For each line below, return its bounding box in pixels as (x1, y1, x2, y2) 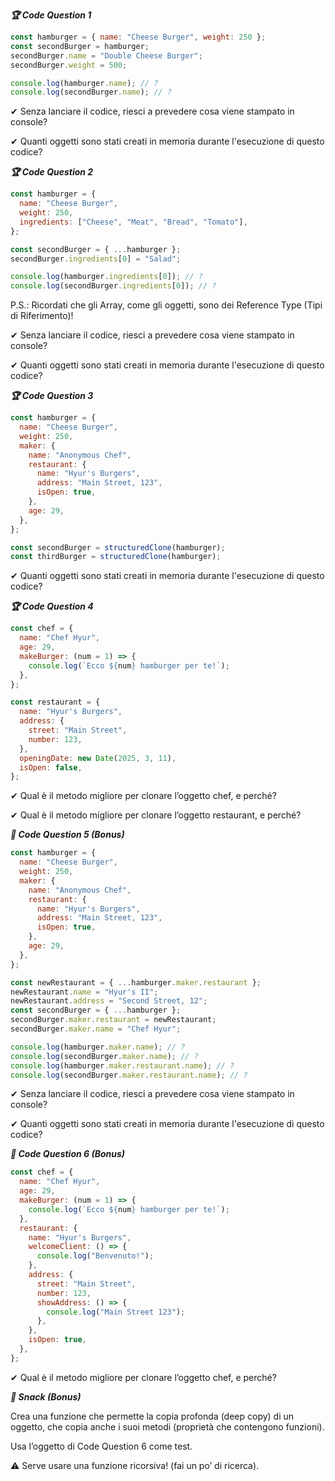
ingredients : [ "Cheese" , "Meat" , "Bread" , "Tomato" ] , (19, 217, 248, 227)
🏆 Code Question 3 (10, 390, 94, 402)
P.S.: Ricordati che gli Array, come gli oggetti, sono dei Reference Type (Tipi (10, 299, 323, 311)
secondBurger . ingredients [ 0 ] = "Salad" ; (10, 254, 182, 264)
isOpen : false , (19, 762, 83, 773)
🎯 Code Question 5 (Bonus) (10, 829, 125, 841)
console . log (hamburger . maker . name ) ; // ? (10, 1042, 186, 1052)
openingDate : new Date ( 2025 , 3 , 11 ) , (19, 753, 177, 763)
